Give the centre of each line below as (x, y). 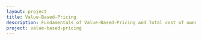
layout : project (26, 11)
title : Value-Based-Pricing (41, 17)
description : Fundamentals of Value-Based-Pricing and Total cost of (95, 22)
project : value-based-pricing (44, 28)
